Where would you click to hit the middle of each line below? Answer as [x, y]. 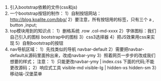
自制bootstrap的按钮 [43, 43]
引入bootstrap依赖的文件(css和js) [43, 7]
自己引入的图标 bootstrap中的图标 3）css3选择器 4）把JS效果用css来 [80, 37]
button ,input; [23, 25]
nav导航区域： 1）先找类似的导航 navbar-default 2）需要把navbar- [77, 49]
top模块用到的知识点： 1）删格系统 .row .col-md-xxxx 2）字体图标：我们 [83, 31]
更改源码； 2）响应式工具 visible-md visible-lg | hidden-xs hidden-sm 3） [83, 67]
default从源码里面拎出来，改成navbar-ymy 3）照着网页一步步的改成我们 [82, 55]
